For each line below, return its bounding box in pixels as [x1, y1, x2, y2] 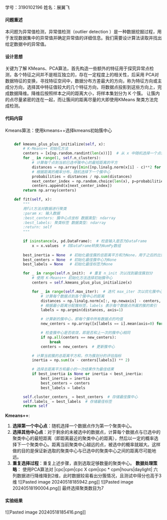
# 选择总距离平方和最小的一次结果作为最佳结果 [31, 367, 114, 372]
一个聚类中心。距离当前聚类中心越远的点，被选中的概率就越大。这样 [21, 442, 161, 448]
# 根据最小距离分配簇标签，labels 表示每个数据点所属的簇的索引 [40, 303, 158, 308]
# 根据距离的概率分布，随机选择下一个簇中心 [31, 169, 111, 174]
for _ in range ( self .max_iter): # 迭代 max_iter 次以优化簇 [31, 289, 156, 294]
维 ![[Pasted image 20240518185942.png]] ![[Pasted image [12, 479, 134, 485]
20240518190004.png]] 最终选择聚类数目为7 [12, 485, 104, 491]
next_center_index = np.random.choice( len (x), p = [31, 178, 137, 183]
